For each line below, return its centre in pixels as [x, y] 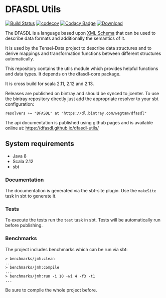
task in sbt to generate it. [31, 196]
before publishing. [24, 226]
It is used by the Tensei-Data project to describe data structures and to [78, 48]
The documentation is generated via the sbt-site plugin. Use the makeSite [81, 191]
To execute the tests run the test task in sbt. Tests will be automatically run [83, 220]
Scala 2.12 [23, 161]
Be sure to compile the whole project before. [51, 290]
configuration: [20, 104]
